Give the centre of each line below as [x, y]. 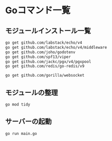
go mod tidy [18, 104]
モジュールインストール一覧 [48, 31]
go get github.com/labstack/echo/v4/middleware [56, 47]
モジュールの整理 [32, 93]
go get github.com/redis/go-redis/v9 [45, 66]
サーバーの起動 [29, 121]
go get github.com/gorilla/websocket [45, 76]
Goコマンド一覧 [38, 10]
